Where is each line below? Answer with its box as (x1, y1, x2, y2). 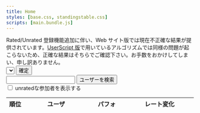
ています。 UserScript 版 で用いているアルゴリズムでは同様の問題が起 (21, 44, 189, 51)
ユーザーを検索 (79, 77, 114, 83)
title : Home (6, 8, 36, 15)
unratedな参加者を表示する (14, 85, 82, 92)
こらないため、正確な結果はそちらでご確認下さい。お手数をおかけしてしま (6, 51, 189, 59)
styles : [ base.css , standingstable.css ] (6, 14, 108, 20)
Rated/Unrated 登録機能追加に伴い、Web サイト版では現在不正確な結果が (6, 37, 186, 44)
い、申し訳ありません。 (6, 59, 64, 66)
